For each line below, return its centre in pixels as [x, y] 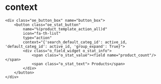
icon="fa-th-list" [42, 33]
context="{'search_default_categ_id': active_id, [75, 42]
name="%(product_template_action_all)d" [65, 29]
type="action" [37, 38]
